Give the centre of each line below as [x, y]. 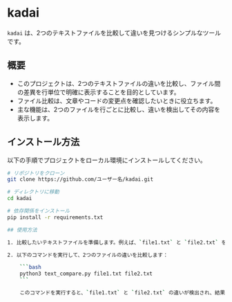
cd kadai [20, 199]
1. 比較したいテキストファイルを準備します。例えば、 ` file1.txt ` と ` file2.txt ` [113, 242]
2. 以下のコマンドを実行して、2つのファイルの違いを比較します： [88, 255]
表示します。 [35, 118]
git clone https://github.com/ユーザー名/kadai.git [80, 179]
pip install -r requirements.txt [55, 217]
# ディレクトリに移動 [33, 192]
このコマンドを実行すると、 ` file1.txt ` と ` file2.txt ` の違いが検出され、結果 [123, 293]
